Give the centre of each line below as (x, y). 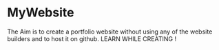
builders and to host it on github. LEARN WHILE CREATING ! (92, 38)
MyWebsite (41, 13)
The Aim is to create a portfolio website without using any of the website (110, 32)
